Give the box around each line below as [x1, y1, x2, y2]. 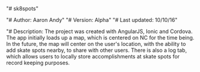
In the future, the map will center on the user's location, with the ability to [6, 41, 186, 47]
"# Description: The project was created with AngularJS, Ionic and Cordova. [6, 28, 193, 35]
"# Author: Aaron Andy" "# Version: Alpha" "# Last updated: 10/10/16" [6, 17, 178, 23]
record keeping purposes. [6, 59, 70, 66]
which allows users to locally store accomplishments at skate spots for [6, 53, 180, 60]
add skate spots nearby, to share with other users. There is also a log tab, [6, 47, 187, 54]
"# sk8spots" [6, 5, 39, 12]
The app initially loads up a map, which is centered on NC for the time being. [6, 34, 195, 41]
